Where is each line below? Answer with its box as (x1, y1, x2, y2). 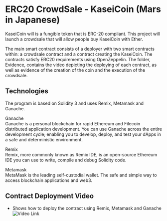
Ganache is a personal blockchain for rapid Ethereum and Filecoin (5, 120, 141, 126)
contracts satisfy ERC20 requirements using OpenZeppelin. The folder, (5, 56, 151, 62)
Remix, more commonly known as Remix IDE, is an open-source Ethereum (5, 151, 158, 157)
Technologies (5, 87, 49, 96)
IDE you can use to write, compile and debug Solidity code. (5, 157, 127, 163)
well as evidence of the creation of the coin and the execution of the (5, 67, 146, 73)
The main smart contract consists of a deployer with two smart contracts (5, 46, 155, 52)
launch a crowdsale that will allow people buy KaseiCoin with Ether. (5, 36, 144, 42)
